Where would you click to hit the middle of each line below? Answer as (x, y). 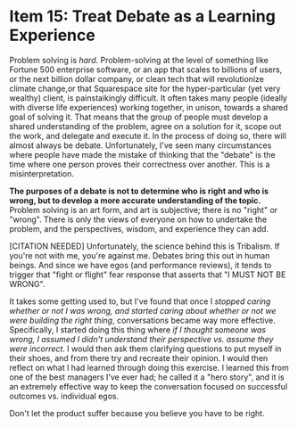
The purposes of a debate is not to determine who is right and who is (139, 191)
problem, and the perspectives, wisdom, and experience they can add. (139, 228)
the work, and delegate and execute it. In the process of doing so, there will (148, 135)
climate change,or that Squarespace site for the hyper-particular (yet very (145, 88)
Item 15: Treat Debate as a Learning (143, 16)
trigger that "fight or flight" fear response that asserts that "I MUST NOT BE (148, 275)
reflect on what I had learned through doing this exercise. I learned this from (149, 367)
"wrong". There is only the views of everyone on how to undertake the (138, 219)
